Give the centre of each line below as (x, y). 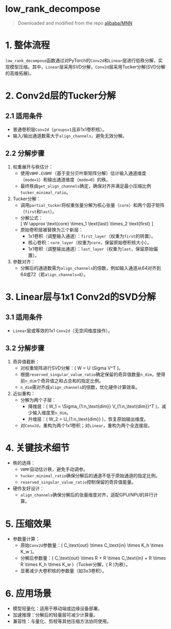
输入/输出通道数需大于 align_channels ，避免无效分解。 (70, 135)
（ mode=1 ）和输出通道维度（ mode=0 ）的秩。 (65, 179)
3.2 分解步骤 (25, 348)
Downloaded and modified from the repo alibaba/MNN (75, 23)
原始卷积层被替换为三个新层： (52, 229)
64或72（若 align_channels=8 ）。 (54, 274)
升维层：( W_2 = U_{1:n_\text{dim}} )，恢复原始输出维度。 (88, 419)
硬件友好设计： (28, 488)
